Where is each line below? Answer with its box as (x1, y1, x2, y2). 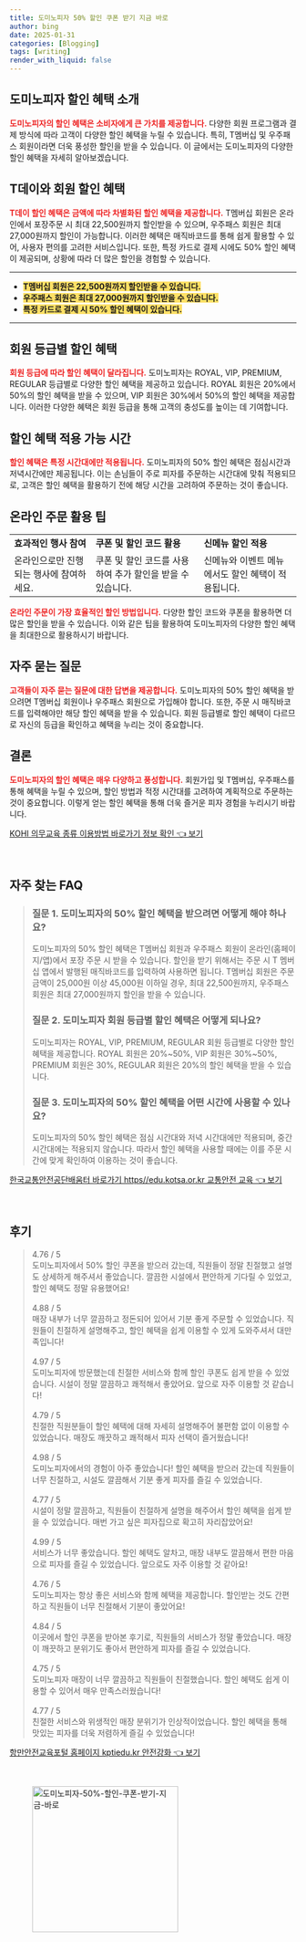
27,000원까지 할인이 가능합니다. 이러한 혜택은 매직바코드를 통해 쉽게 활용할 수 (9, 230, 285, 241)
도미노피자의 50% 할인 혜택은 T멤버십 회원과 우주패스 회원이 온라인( (31, 944, 275, 955)
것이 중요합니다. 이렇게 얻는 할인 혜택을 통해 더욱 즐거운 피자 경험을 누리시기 (9, 797, 280, 808)
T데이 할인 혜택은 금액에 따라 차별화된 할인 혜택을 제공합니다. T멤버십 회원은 (9, 207, 278, 218)
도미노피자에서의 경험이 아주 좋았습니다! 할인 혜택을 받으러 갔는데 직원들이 (31, 1462, 295, 1474)
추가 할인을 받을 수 (114, 568, 189, 580)
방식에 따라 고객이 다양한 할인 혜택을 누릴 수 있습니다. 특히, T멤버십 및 (18, 129, 267, 140)
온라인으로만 (14, 554, 66, 567)
